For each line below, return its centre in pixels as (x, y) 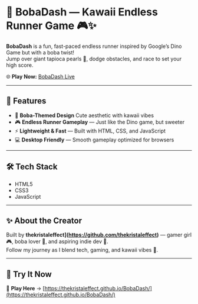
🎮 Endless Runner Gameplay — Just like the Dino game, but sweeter (99, 122)
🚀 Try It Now (29, 274)
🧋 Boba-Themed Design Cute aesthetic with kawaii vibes (84, 115)
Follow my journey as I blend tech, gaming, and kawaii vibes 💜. (82, 250)
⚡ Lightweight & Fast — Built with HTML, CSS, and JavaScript (90, 131)
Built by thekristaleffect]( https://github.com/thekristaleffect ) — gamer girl (99, 235)
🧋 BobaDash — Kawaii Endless (82, 12)
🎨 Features (26, 101)
